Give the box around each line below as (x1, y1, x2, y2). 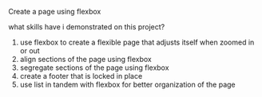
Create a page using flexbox (8, 7, 101, 16)
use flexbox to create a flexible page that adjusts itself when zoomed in (19, 37, 255, 47)
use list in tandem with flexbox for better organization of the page (19, 80, 236, 89)
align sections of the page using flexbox (19, 55, 152, 64)
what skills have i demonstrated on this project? (8, 22, 165, 31)
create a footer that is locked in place (19, 72, 143, 80)
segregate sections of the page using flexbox (19, 63, 169, 72)
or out (19, 46, 40, 55)
